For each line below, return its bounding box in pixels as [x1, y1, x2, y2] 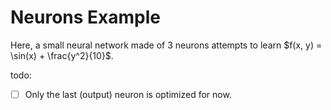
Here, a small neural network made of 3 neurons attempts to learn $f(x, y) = [10, 39, 323, 51]
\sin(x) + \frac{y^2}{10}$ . [10, 49, 114, 61]
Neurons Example [10, 6, 162, 29]
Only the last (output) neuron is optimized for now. [24, 88, 232, 100]
